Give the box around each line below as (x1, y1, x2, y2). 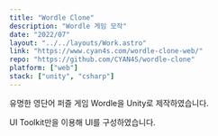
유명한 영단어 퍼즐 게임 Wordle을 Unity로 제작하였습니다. (9, 97, 209, 108)
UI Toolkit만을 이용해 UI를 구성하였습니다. (9, 116, 156, 127)
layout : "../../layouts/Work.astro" (9, 38, 147, 48)
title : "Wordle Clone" (9, 13, 95, 23)
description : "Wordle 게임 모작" (9, 22, 128, 31)
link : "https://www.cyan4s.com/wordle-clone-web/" (9, 47, 204, 56)
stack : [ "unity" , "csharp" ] (9, 72, 115, 81)
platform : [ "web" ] (9, 64, 78, 73)
